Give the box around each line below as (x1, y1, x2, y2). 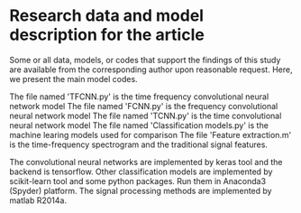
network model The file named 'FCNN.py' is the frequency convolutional (9, 100, 278, 111)
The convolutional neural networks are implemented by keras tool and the (9, 156, 283, 167)
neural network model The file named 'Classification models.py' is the (9, 119, 269, 131)
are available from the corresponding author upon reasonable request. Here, (9, 64, 293, 75)
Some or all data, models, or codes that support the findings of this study (9, 54, 281, 65)
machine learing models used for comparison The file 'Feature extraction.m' (9, 129, 292, 140)
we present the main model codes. (9, 73, 138, 84)
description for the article (9, 24, 205, 45)
